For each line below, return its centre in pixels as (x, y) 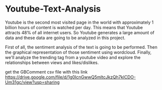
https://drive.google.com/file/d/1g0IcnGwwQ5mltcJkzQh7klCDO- (71, 77)
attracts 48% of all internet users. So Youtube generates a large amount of (80, 32)
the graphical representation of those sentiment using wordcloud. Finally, (78, 52)
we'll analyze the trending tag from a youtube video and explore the (73, 57)
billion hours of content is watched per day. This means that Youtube (74, 27)
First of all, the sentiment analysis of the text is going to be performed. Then (81, 47)
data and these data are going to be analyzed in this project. (65, 38)
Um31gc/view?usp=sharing (32, 82)
